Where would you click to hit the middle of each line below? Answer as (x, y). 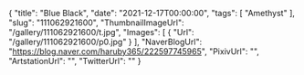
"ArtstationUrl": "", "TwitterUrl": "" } (75, 61)
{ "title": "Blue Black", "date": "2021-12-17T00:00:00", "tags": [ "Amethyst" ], (152, 13)
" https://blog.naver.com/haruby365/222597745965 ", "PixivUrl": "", (134, 52)
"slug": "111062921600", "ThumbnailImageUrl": (96, 23)
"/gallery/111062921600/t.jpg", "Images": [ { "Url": (101, 32)
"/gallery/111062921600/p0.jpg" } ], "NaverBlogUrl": (105, 42)
